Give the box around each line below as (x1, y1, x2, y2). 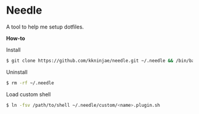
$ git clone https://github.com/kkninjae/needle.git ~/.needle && (6, 58, 174, 64)
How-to (6, 34, 25, 42)
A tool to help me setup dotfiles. (6, 23, 84, 30)
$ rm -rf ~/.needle (6, 80, 54, 86)
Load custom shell (6, 90, 52, 98)
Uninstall (6, 68, 28, 75)
